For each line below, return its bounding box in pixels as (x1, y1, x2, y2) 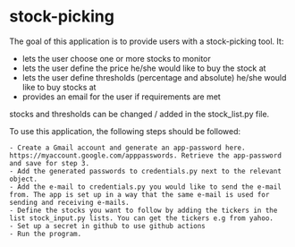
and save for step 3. (9, 158, 90, 167)
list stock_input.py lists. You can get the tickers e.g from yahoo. (9, 213, 274, 223)
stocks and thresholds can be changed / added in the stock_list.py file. (9, 108, 270, 119)
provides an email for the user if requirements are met (21, 91, 221, 102)
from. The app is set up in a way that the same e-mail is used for (9, 190, 270, 199)
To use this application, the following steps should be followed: (9, 125, 241, 136)
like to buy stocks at (21, 81, 97, 92)
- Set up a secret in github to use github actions (9, 221, 206, 230)
